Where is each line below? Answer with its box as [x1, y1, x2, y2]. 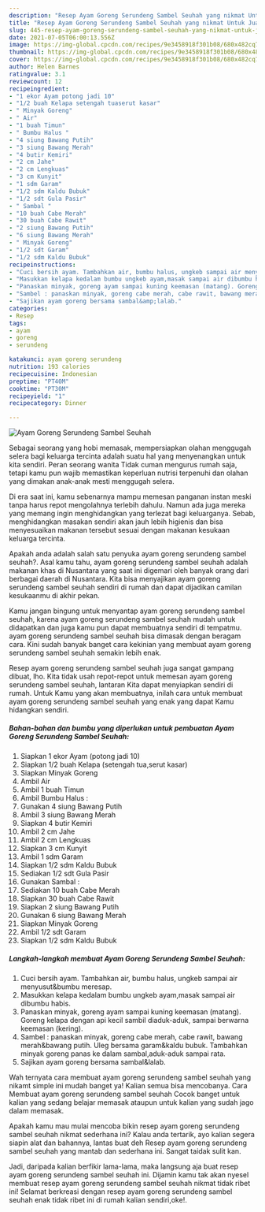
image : [9, 41, 31, 49]
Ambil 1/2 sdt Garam [20, 928, 86, 937]
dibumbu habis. [20, 998, 72, 1009]
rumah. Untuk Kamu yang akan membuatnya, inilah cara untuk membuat [9, 689, 243, 698]
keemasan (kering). [20, 1024, 83, 1033]
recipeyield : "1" [9, 392, 66, 400]
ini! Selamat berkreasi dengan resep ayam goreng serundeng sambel [9, 1187, 233, 1196]
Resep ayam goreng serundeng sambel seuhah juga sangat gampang [9, 664, 234, 673]
